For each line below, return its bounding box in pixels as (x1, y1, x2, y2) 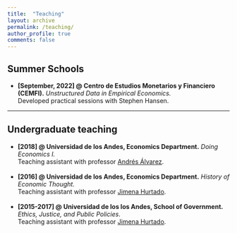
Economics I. (17, 150, 56, 158)
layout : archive (7, 17, 55, 24)
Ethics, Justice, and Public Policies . (17, 210, 121, 218)
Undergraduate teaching (7, 124, 118, 136)
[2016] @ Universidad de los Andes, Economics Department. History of (17, 172, 230, 181)
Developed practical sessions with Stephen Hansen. (17, 96, 169, 104)
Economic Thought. (17, 179, 75, 188)
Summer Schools (7, 63, 85, 75)
